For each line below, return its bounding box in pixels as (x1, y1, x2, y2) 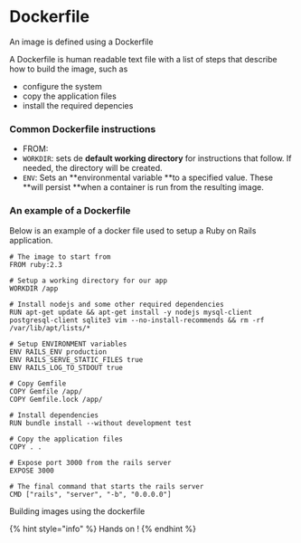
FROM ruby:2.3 (9, 260, 63, 269)
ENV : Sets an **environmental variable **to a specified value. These (22, 172, 274, 183)
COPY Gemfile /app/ (9, 386, 83, 395)
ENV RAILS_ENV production (9, 347, 107, 357)
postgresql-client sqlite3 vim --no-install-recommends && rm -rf (9, 315, 265, 325)
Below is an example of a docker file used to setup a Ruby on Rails (9, 224, 257, 236)
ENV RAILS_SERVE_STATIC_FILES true (9, 355, 144, 364)
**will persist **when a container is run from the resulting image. (22, 182, 264, 193)
